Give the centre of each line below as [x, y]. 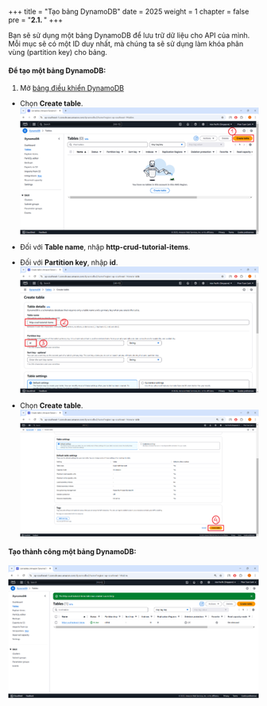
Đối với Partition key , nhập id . [69, 262]
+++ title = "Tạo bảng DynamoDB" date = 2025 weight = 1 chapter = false [129, 12]
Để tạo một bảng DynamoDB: [57, 70]
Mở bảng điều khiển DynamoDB [72, 88]
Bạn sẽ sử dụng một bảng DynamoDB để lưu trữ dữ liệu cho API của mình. [129, 35]
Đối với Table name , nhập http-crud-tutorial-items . [105, 246]
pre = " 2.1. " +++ [36, 20]
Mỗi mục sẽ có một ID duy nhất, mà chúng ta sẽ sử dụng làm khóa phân [126, 44]
